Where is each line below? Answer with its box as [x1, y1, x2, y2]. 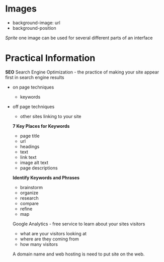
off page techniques [12, 104, 55, 110]
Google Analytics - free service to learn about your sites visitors [12, 221, 145, 227]
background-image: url [12, 20, 60, 26]
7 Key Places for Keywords [12, 123, 70, 129]
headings [20, 143, 40, 149]
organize [20, 190, 39, 196]
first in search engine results [5, 74, 64, 80]
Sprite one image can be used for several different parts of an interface [5, 35, 153, 41]
